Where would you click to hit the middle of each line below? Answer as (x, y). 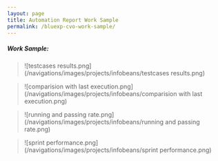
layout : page (26, 13)
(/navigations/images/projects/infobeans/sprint (91, 150)
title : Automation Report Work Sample (63, 20)
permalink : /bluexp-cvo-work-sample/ (61, 26)
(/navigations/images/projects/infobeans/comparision (100, 94)
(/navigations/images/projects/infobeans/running (94, 122)
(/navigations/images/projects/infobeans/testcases (97, 73)
